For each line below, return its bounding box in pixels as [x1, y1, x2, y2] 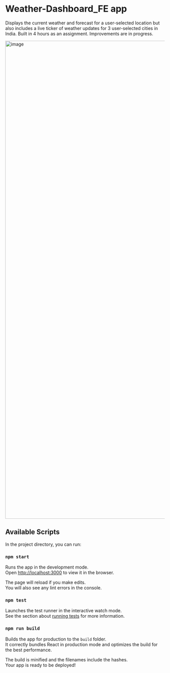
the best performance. [5, 647, 52, 653]
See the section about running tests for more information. [5, 613, 125, 619]
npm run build [5, 626, 40, 631]
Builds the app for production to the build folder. [5, 636, 107, 642]
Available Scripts [5, 528, 60, 537]
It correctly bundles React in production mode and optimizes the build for [5, 641, 158, 647]
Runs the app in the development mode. [5, 564, 89, 571]
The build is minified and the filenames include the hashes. [5, 656, 128, 662]
